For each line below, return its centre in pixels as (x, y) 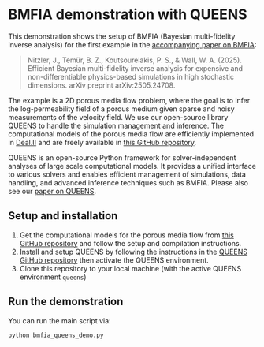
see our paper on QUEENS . (52, 191)
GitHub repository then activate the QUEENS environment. (114, 260)
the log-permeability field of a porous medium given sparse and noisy (121, 109)
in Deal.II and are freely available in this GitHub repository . (102, 142)
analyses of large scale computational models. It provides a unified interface (132, 166)
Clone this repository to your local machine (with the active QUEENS (130, 268)
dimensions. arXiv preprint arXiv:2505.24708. (101, 85)
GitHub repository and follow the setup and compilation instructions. (130, 243)
